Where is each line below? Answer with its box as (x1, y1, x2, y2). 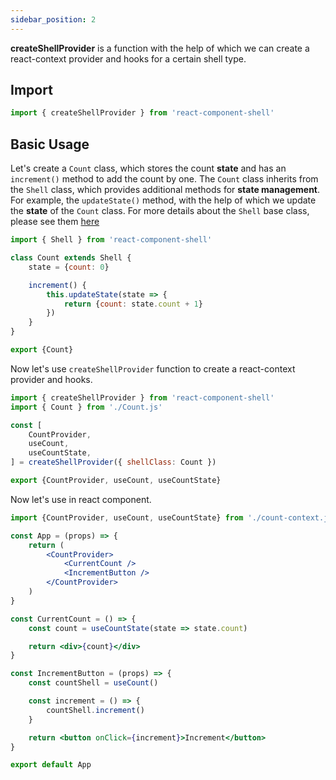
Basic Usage (10, 136, 90, 153)
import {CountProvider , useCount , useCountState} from (10, 512, 244, 523)
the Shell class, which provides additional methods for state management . (10, 184, 321, 196)
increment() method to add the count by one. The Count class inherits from (10, 173, 319, 185)
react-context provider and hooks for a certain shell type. (10, 52, 247, 65)
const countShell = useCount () (28, 678, 159, 688)
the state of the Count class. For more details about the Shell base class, (10, 205, 310, 217)
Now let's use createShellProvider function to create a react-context (10, 362, 296, 375)
